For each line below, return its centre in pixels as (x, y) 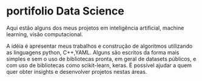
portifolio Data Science (65, 11)
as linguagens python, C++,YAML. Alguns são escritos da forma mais (93, 52)
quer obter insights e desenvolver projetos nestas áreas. (77, 71)
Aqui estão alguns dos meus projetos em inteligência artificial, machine (95, 28)
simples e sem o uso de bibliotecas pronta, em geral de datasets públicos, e (101, 59)
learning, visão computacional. (45, 34)
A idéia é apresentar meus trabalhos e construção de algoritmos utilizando (99, 46)
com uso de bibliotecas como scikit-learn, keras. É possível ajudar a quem (99, 65)
